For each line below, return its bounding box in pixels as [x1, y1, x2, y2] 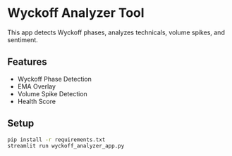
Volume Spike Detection [17, 89, 88, 98]
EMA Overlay [17, 82, 56, 91]
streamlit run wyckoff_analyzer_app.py [7, 143, 125, 150]
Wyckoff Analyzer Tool [7, 5, 145, 21]
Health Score [17, 97, 56, 105]
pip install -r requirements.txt [7, 136, 106, 143]
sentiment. [7, 35, 39, 44]
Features [7, 56, 47, 68]
